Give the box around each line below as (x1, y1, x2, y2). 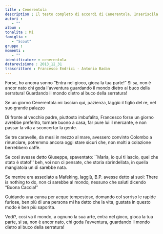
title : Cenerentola (5, 7, 47, 12)
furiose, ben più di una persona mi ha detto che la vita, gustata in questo (5, 199, 151, 205)
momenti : (5, 48, 25, 53)
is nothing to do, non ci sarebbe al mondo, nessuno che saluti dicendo (5, 179, 146, 185)
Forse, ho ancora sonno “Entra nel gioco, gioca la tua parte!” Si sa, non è (5, 80, 151, 86)
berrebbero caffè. (5, 145, 41, 150)
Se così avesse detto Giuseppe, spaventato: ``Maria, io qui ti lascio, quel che (5, 154, 159, 160)
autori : (5, 16, 23, 21)
